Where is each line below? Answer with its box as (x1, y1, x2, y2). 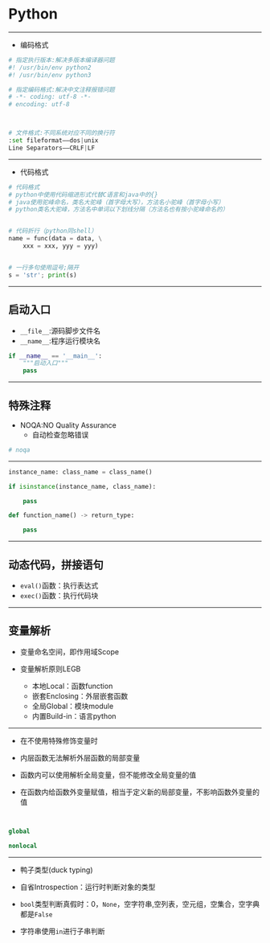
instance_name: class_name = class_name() (8, 468, 153, 476)
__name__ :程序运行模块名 (19, 335, 101, 346)
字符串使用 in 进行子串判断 (19, 926, 106, 936)
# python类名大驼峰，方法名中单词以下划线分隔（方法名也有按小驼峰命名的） (8, 206, 229, 214)
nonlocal (8, 842, 38, 850)
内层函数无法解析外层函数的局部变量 (19, 752, 141, 762)
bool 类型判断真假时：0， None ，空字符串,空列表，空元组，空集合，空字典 (19, 899, 260, 908)
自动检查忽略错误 (31, 429, 89, 439)
